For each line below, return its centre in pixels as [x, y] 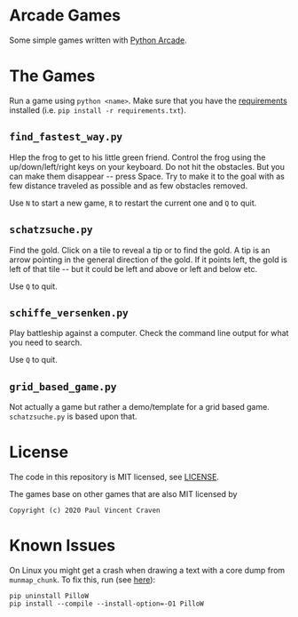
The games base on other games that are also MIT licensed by [123, 494]
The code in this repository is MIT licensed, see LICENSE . [114, 477]
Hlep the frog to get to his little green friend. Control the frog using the [137, 157]
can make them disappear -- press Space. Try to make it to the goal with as [147, 176]
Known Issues [63, 545]
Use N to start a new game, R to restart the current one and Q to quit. [133, 203]
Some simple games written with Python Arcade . [98, 40]
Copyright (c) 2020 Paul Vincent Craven [85, 511]
